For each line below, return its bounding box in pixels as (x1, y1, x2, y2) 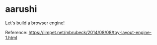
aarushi (5, 3, 37, 15)
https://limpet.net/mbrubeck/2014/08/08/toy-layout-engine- (28, 29, 152, 35)
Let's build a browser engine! (5, 20, 65, 26)
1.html (5, 35, 17, 41)
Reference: (5, 29, 28, 35)
